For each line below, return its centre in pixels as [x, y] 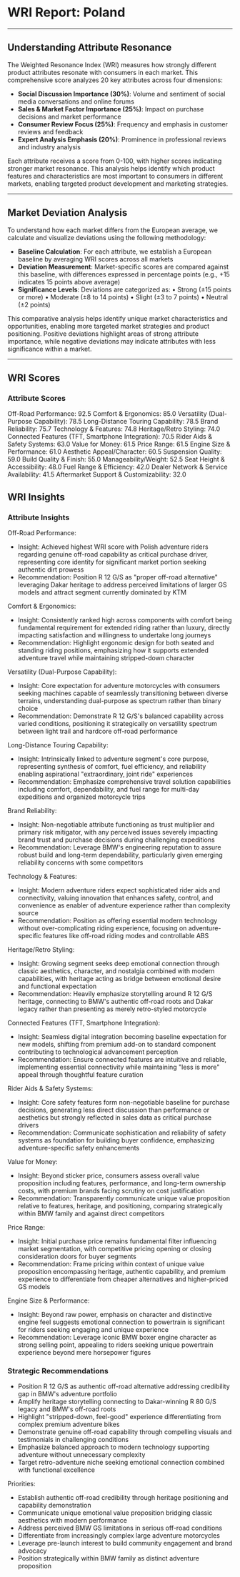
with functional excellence [56, 1470]
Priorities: [21, 1484]
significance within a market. [50, 349]
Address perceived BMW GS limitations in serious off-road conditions [120, 1528]
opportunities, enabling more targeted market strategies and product [108, 326]
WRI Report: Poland [66, 13]
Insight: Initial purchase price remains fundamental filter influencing [117, 1241]
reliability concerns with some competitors [80, 862]
